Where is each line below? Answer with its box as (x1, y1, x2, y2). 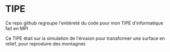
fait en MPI (5, 25, 28, 31)
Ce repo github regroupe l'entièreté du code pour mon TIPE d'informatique (5, 20, 163, 26)
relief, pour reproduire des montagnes (5, 40, 86, 46)
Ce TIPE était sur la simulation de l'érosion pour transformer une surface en (5, 35, 165, 41)
